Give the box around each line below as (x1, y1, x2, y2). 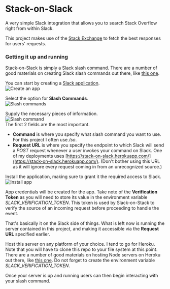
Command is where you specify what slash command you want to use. (12, 131, 161, 137)
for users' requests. (5, 40, 47, 46)
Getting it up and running (5, 53, 69, 60)
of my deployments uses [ (12, 153, 67, 159)
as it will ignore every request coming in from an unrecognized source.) (12, 164, 162, 170)
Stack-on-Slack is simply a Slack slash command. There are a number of (5, 65, 157, 71)
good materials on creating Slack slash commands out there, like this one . (5, 70, 160, 76)
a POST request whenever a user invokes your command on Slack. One (12, 148, 162, 154)
